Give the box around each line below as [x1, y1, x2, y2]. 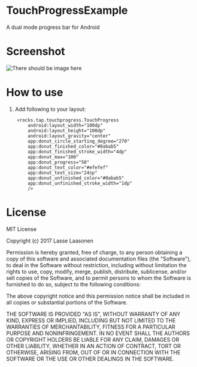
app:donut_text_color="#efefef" [28, 164, 109, 170]
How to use [6, 85, 63, 99]
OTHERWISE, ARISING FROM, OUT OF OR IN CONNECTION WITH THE [6, 348, 181, 356]
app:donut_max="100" [28, 154, 79, 160]
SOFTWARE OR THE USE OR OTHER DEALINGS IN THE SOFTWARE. [6, 355, 174, 362]
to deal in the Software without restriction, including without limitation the [6, 261, 187, 268]
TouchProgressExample [6, 4, 128, 17]
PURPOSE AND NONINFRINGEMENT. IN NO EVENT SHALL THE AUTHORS [6, 329, 190, 337]
